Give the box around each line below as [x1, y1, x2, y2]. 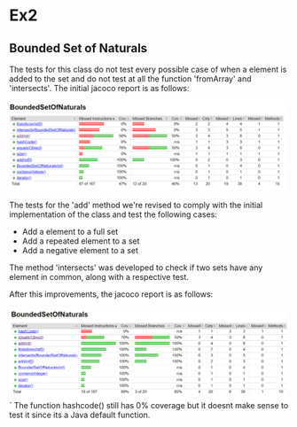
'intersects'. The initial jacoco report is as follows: [9, 83, 190, 93]
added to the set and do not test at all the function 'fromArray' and [9, 74, 252, 84]
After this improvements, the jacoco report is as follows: [9, 289, 214, 299]
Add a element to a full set [21, 227, 119, 237]
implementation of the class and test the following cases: [9, 209, 217, 220]
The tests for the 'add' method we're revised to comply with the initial [9, 200, 263, 211]
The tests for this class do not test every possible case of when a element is [9, 64, 287, 74]
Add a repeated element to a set [21, 236, 140, 246]
